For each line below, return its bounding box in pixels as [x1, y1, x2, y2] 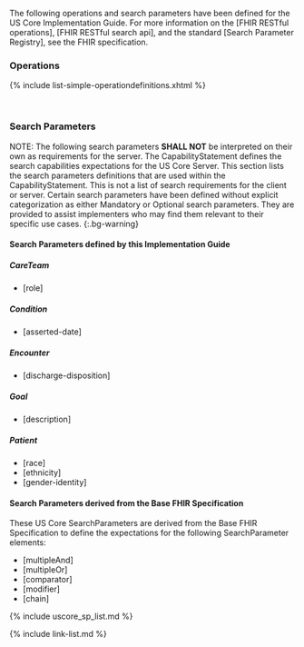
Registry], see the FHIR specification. [9, 36, 149, 47]
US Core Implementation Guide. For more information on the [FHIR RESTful [9, 17, 289, 28]
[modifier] [22, 583, 61, 594]
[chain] [22, 593, 50, 604]
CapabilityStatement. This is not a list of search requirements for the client [9, 179, 288, 190]
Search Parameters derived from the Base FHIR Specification [9, 497, 244, 508]
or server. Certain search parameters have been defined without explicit [9, 189, 279, 200]
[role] [22, 283, 44, 294]
